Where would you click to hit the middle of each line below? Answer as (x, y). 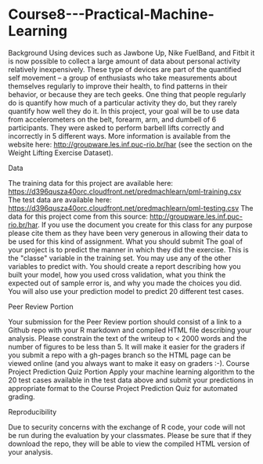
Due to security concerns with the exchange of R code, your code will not (127, 427)
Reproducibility (32, 411)
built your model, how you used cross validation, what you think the (117, 274)
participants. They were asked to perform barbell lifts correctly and (116, 128)
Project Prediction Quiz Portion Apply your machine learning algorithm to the (131, 372)
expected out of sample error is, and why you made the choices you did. (125, 283)
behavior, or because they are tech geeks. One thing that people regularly (127, 94)
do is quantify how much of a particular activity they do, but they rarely (122, 103)
